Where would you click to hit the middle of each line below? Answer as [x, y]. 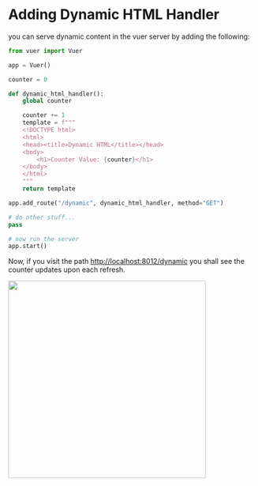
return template [49, 189]
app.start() [28, 247]
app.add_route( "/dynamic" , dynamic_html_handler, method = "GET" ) [116, 203]
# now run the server [44, 239]
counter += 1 [44, 115]
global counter [47, 101]
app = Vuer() [30, 65]
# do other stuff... [42, 217]
